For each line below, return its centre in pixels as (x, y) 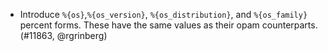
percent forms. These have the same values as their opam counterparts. (168, 25)
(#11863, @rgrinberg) (63, 35)
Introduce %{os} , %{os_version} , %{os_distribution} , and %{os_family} (163, 14)
